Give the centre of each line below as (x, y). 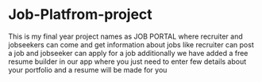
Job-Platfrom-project (80, 15)
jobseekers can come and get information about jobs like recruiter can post (131, 44)
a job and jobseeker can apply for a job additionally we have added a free (128, 53)
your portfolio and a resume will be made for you (88, 69)
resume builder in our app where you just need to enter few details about (127, 61)
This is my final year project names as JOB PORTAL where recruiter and (126, 36)
